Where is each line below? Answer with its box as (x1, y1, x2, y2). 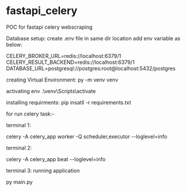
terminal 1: (6, 121, 31, 128)
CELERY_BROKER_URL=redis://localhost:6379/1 (6, 52, 121, 59)
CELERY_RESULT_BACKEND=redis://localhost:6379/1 (6, 59, 135, 66)
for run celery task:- (6, 110, 55, 117)
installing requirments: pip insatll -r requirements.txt (6, 98, 131, 106)
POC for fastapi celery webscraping (6, 23, 93, 30)
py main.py (6, 178, 33, 185)
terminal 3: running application (6, 167, 80, 174)
